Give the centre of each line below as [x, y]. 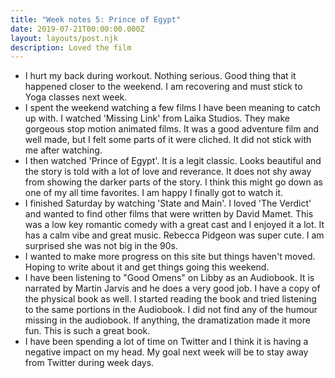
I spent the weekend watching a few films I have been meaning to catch [172, 108]
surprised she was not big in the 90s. [101, 246]
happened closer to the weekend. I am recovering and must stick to [163, 87]
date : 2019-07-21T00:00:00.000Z [77, 29]
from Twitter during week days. [89, 363]
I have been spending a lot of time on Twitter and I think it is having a [166, 342]
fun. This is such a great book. [87, 331]
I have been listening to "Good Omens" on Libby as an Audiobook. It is [169, 278]
